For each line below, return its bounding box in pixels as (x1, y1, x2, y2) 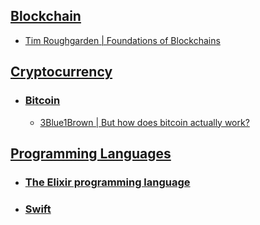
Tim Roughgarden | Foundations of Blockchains (24, 34, 221, 46)
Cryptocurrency (10, 64, 113, 81)
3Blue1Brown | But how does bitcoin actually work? (39, 116, 250, 128)
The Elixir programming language (24, 175, 191, 189)
